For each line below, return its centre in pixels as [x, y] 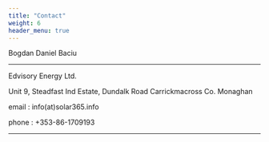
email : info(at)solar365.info [54, 107]
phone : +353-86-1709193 [52, 122]
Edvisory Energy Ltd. [43, 76]
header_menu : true [39, 30]
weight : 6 [25, 23]
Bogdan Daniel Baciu [43, 53]
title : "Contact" [37, 16]
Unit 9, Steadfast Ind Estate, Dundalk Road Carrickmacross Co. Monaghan [131, 92]
